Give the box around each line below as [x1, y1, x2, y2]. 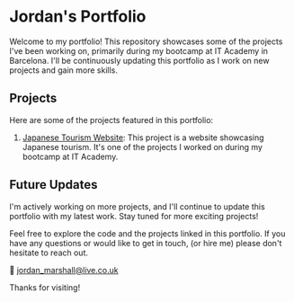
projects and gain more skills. [9, 65, 119, 75]
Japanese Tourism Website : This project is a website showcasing [22, 132, 264, 143]
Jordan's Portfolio [9, 6, 147, 27]
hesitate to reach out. [9, 247, 88, 258]
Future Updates [9, 177, 98, 192]
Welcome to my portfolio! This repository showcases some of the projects [9, 36, 283, 47]
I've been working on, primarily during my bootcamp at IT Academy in [9, 45, 268, 56]
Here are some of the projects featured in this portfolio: [9, 114, 214, 125]
